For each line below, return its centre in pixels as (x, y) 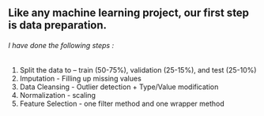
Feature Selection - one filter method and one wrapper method (122, 103)
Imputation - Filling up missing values (81, 78)
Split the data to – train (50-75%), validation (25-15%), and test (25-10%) (138, 69)
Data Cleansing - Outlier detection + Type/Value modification (119, 87)
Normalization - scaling (58, 95)
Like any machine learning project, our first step (129, 13)
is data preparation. (58, 26)
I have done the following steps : (61, 45)
